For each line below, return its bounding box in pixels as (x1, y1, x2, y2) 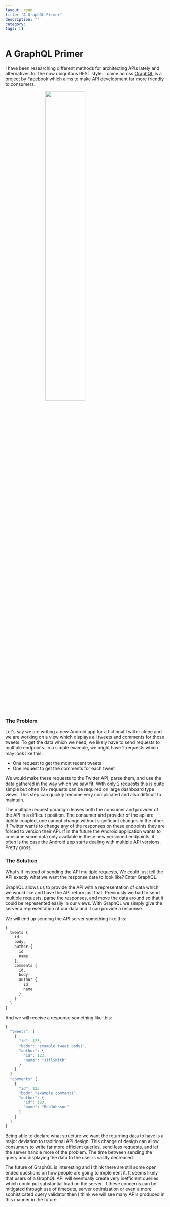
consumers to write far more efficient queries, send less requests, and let (5, 1144, 159, 1150)
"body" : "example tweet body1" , (18, 1043, 87, 1049)
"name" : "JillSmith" (23, 1057, 67, 1063)
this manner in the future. (5, 1196, 58, 1202)
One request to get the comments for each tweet (12, 765, 115, 772)
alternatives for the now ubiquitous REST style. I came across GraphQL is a (5, 71, 162, 77)
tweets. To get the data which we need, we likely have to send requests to (5, 739, 160, 745)
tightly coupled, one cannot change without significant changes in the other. (5, 818, 165, 824)
